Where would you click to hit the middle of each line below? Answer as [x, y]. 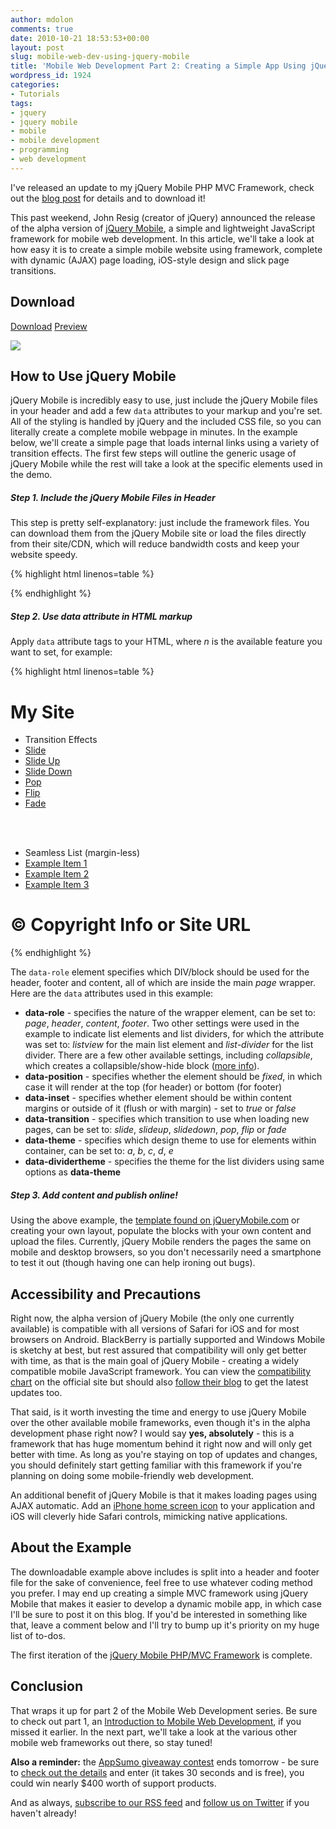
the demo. [31, 475]
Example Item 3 [57, 885]
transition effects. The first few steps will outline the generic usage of [153, 453]
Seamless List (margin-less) [82, 853]
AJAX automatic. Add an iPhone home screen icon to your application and [163, 1505]
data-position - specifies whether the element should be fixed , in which [173, 1077]
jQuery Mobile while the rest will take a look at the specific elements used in [166, 464]
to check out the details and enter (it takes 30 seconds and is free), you [157, 1772]
